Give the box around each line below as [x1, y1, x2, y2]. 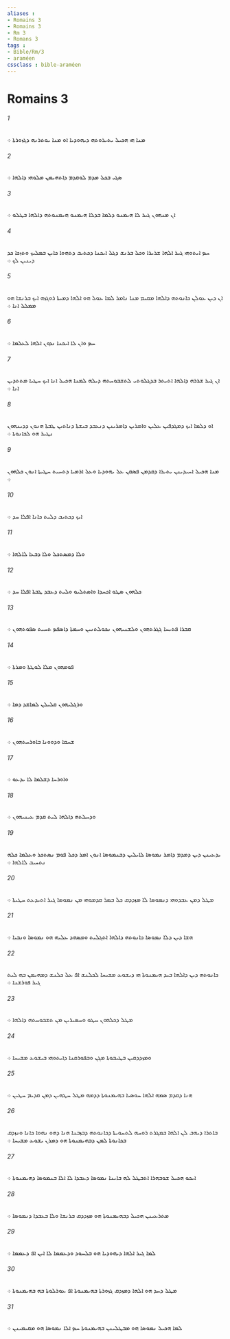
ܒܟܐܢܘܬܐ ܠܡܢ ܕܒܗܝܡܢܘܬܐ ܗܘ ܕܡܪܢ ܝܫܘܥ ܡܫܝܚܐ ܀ [7, 1136, 127, 1144]
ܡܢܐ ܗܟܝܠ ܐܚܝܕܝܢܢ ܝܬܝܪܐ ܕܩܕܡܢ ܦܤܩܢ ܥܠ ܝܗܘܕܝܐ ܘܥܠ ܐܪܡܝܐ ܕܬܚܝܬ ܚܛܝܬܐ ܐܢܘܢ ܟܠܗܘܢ [7, 466, 220, 475]
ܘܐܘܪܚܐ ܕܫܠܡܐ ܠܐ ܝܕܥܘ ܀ [7, 775, 69, 783]
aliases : [7, 10, 36, 17]
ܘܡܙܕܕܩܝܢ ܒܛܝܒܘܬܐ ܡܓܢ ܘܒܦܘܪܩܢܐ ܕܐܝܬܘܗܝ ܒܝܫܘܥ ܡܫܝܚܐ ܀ [7, 1053, 152, 1061]
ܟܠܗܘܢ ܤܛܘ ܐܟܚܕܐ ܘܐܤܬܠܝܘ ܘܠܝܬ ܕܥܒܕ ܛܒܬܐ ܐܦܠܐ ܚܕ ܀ [7, 587, 142, 596]
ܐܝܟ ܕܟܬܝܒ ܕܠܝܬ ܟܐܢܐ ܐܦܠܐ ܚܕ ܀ [7, 512, 83, 520]
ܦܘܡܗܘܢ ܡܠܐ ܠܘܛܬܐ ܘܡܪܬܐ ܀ [7, 662, 74, 670]
